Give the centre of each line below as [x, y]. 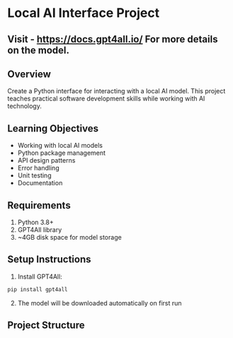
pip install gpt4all [38, 289]
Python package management [62, 153]
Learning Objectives [53, 128]
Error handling [38, 168]
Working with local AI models [60, 146]
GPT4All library [40, 230]
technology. [25, 106]
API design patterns [46, 161]
